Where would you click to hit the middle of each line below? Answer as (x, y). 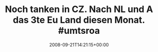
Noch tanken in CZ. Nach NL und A (79, 9)
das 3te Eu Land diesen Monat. (79, 20)
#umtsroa (79, 31)
